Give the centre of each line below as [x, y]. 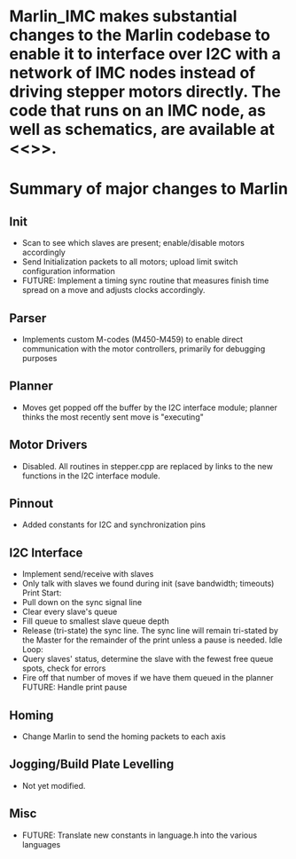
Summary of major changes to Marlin [148, 189]
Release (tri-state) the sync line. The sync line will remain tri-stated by [150, 631]
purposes [39, 358]
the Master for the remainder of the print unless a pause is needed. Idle [152, 640]
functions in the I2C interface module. [91, 476]
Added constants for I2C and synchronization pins [114, 524]
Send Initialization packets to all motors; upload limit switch [130, 262]
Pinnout [31, 504]
